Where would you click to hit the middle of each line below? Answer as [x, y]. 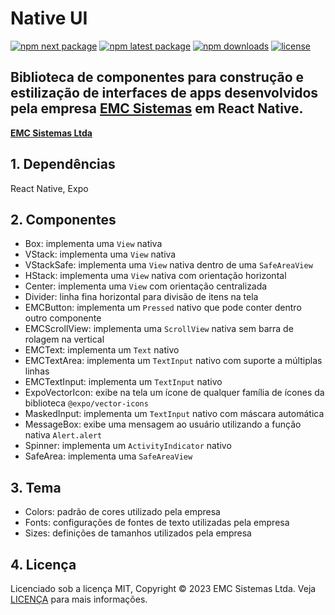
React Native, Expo [49, 188]
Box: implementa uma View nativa [93, 244]
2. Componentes [63, 219]
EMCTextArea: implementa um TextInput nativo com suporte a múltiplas [173, 361]
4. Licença [43, 564]
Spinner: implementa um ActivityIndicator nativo [128, 446]
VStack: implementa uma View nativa [100, 254]
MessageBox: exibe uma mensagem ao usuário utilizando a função [163, 424]
